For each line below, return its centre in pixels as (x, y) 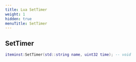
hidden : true (18, 19)
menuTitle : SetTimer (26, 23)
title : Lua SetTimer (26, 10)
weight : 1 (15, 14)
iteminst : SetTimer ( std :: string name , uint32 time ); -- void (68, 55)
